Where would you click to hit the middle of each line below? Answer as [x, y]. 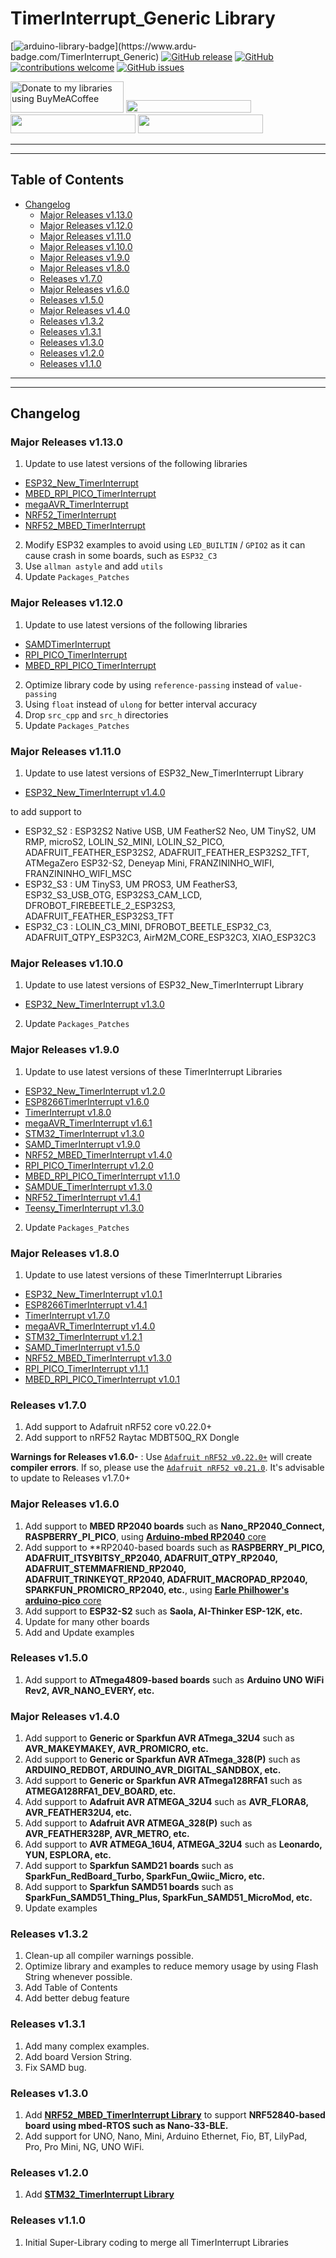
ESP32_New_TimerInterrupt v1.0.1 [93, 1294]
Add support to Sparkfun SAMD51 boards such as [129, 1887]
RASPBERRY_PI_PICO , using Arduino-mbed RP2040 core [145, 1536]
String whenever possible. [78, 1977]
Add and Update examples [79, 1632]
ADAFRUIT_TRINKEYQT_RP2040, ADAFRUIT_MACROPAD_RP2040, [166, 1579]
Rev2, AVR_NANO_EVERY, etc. [89, 1690]
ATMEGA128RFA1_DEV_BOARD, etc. [100, 1791]
